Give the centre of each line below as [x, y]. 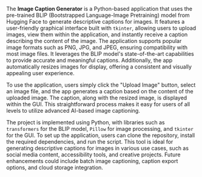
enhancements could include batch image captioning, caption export [92, 161]
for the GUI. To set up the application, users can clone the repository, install [101, 135]
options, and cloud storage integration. [55, 167]
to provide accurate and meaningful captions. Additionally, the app [89, 60]
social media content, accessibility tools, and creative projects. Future [93, 155]
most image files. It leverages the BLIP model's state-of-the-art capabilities [100, 54]
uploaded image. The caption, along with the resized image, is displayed [97, 98]
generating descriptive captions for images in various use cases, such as [98, 148]
